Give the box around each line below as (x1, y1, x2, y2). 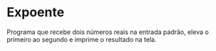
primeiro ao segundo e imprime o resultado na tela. (6, 35, 157, 43)
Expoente (6, 4, 65, 21)
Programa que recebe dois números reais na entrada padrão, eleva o (6, 28, 210, 36)
